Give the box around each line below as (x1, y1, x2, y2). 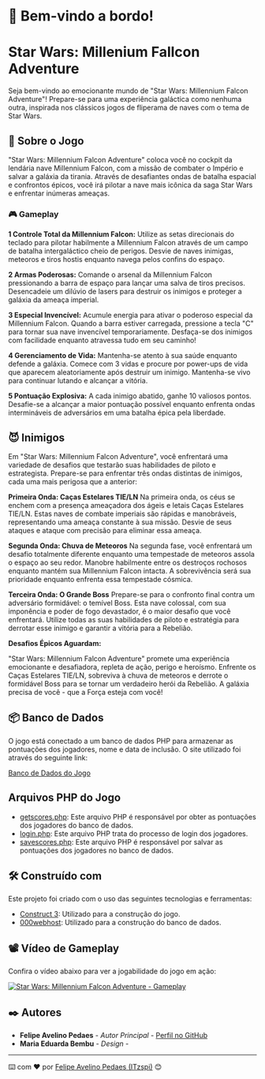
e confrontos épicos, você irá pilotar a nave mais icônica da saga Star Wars (8, 180, 253, 189)
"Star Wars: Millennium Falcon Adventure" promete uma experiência (8, 654, 230, 663)
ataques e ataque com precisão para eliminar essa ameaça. (8, 526, 203, 536)
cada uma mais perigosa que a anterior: (8, 477, 138, 487)
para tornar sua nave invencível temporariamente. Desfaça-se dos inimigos (8, 327, 253, 337)
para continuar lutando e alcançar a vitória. (8, 376, 148, 386)
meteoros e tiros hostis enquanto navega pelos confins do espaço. (8, 255, 225, 264)
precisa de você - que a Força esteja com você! (8, 688, 163, 697)
